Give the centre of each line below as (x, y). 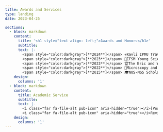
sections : (15, 27)
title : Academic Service (43, 95)
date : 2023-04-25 (23, 18)
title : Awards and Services (33, 9)
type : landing (19, 14)
